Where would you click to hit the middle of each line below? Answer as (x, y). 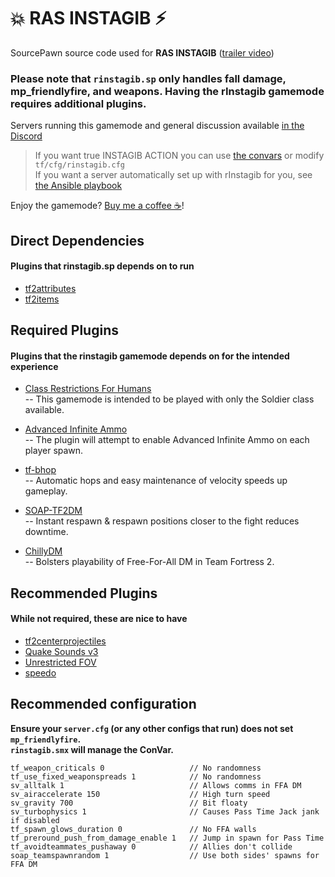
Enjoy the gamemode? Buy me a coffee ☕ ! (97, 206)
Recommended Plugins (84, 593)
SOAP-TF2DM (53, 511)
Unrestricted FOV (60, 662)
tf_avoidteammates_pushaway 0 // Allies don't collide (151, 846)
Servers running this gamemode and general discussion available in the (157, 126)
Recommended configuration (103, 704)
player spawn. (54, 451)
